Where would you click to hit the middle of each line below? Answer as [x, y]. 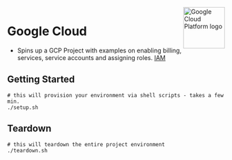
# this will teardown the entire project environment [86, 144]
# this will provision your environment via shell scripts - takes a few [116, 95]
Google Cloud [47, 31]
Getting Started [41, 80]
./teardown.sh [28, 150]
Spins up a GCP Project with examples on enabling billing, [99, 50]
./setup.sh [23, 107]
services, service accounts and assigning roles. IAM [91, 57]
